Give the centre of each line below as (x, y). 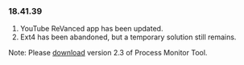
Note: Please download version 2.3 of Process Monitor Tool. (108, 53)
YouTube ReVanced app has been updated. (91, 29)
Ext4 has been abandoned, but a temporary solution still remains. (128, 37)
